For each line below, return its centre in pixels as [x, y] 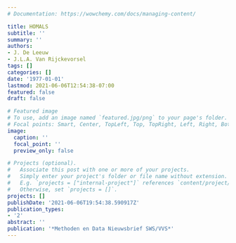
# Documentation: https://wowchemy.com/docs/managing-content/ [102, 14]
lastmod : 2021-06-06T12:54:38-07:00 [61, 85]
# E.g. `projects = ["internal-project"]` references [91, 183]
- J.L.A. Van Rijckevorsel [47, 60]
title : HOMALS [28, 26]
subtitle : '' [26, 33]
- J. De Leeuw [28, 53]
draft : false [26, 99]
